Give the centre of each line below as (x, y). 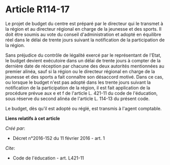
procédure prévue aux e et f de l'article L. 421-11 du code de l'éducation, (82, 93)
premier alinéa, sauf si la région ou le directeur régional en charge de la (80, 71)
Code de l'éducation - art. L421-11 (48, 158)
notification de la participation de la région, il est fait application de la (78, 87)
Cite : (10, 148)
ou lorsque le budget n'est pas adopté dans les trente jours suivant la (78, 82)
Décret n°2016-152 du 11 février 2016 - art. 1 (59, 138)
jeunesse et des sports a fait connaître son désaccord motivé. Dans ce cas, (84, 77)
